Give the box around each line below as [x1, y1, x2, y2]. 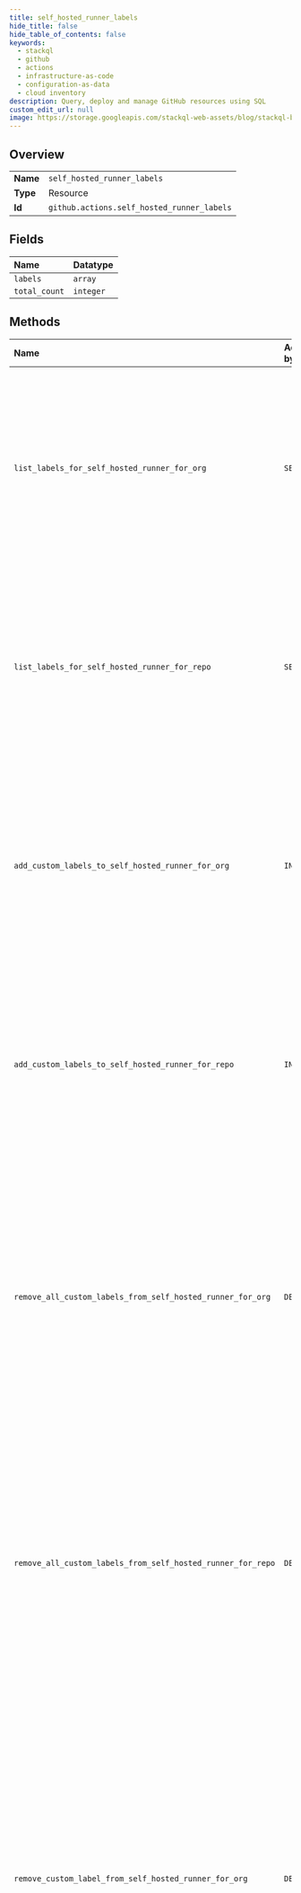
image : [9, 113, 34, 122]
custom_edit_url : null [9, 105, 94, 114]
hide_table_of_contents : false [9, 30, 126, 39]
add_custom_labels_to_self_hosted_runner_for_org [13, 860, 230, 871]
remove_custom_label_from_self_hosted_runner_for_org [13, 1873, 248, 1883]
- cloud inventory [17, 88, 87, 97]
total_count [13, 286, 65, 296]
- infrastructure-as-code [17, 72, 115, 81]
